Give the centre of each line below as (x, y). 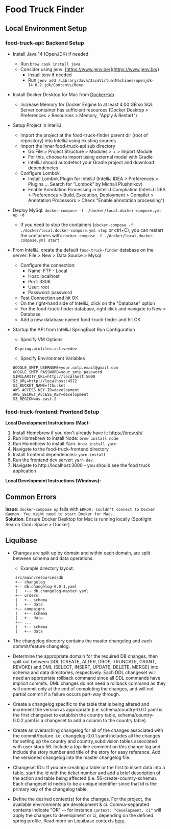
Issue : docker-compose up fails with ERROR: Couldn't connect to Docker (80, 509)
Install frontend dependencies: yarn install (59, 455)
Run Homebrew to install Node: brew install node (65, 438)
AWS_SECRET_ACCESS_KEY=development (51, 394)
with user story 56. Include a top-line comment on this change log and (87, 746)
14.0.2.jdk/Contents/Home (55, 85)
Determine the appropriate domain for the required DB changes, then (85, 656)
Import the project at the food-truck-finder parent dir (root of (84, 135)
